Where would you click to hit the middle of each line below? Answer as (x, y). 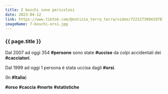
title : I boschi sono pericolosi (40, 10)
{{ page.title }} (23, 42)
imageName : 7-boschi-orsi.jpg (37, 24)
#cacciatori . (18, 58)
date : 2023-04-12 (23, 15)
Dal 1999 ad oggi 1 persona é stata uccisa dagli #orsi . (60, 67)
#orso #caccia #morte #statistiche (42, 87)
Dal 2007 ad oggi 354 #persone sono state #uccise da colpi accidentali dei (83, 52)
